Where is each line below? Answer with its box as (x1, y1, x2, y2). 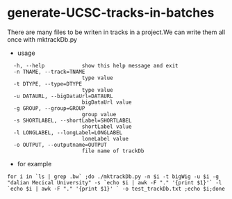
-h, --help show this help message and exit (13, 62, 179, 69)
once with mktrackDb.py (7, 35, 78, 43)
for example (17, 159, 52, 168)
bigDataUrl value (81, 99, 132, 106)
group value (81, 111, 117, 118)
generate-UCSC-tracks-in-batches (7, 5, 215, 21)
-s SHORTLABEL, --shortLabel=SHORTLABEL (13, 117, 132, 124)
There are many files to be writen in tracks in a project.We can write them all (7, 28, 226, 36)
